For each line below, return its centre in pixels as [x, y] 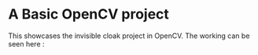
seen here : [26, 43]
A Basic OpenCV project [88, 14]
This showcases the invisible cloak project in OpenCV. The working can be [129, 36]
